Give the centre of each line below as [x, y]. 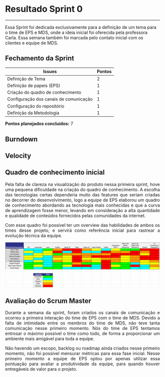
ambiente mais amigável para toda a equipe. [50, 339]
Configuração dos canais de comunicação [50, 99]
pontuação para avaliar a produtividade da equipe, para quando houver [82, 364]
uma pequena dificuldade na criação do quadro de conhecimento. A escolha [82, 189]
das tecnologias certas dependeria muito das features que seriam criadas [82, 194]
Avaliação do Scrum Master [48, 301]
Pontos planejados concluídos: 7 [39, 124]
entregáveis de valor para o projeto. [41, 369]
